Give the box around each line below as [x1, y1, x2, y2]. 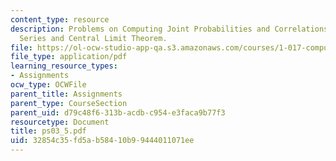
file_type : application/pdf [10, 52, 128, 62]
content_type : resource [10, 14, 110, 25]
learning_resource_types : [10, 61, 118, 71]
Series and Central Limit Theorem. [19, 33, 168, 43]
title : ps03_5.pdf [10, 126, 87, 136]
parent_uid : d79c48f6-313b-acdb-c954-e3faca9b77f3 [10, 107, 226, 118]
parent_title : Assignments [10, 89, 123, 99]
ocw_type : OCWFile [10, 80, 87, 90]
